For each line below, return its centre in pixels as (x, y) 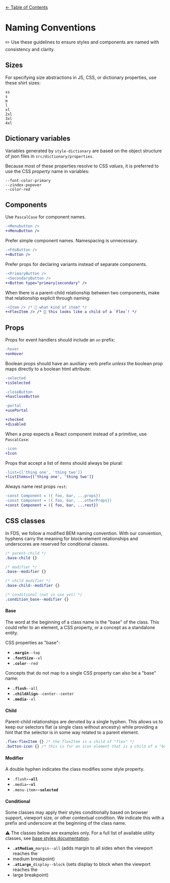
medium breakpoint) (34, 859)
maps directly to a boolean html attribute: (48, 369)
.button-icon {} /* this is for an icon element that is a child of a (81, 746)
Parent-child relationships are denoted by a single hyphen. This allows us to (84, 722)
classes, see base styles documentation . (48, 838)
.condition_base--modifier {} (37, 599)
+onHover (14, 354)
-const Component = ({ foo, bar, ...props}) (53, 496)
